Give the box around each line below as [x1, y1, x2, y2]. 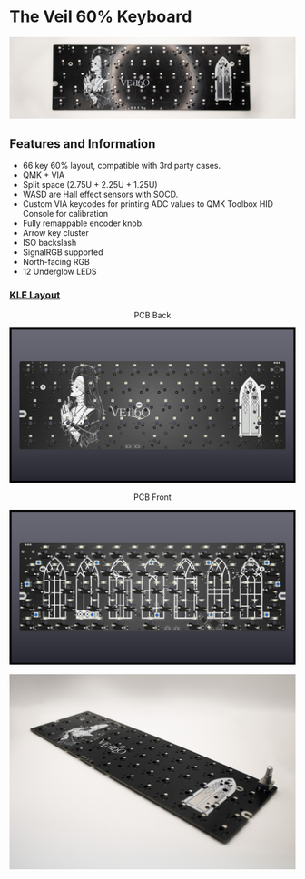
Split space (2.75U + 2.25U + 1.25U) [22, 180, 158, 190]
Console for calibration [22, 209, 109, 220]
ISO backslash [22, 238, 77, 249]
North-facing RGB [22, 257, 91, 268]
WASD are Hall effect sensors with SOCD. [22, 189, 179, 200]
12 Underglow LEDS [22, 266, 97, 278]
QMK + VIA [22, 170, 65, 181]
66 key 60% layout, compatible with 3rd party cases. [22, 161, 221, 171]
